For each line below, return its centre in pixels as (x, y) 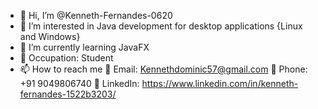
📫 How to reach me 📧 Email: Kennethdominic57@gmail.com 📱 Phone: (163, 69)
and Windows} (50, 36)
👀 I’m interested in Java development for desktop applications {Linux (161, 26)
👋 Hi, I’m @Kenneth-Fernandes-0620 (96, 15)
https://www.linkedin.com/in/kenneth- (220, 83)
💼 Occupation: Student (66, 58)
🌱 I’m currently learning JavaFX (84, 47)
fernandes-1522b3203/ (68, 94)
